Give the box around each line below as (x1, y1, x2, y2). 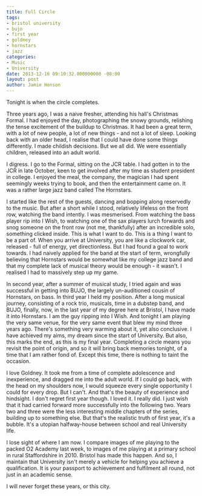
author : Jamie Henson (6, 82, 61, 88)
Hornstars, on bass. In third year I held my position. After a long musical (6, 293, 185, 300)
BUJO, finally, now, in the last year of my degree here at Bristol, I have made (6, 306, 195, 313)
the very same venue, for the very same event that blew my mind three (6, 319, 183, 326)
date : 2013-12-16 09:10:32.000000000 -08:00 (6, 71, 120, 77)
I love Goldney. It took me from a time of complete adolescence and (6, 370, 175, 376)
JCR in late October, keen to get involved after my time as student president (6, 167, 195, 174)
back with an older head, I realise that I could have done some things (6, 136, 178, 143)
